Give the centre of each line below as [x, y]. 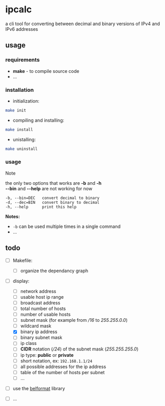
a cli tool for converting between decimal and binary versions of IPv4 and [83, 24]
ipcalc [19, 9]
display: [21, 281]
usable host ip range [42, 297]
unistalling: [24, 139]
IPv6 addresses [22, 29]
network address [38, 291]
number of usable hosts [45, 315]
